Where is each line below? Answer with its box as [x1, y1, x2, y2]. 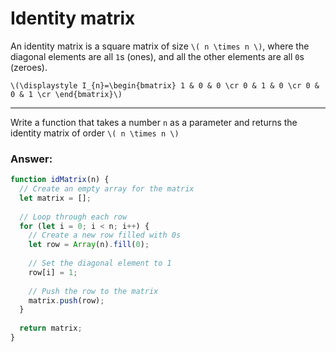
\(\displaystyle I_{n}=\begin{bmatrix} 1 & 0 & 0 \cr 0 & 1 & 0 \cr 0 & [10, 80, 320, 91]
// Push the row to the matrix [28, 286, 159, 296]
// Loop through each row [19, 212, 128, 222]
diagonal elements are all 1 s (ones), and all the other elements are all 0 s [10, 50, 305, 62]
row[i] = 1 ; [28, 267, 78, 277]
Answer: [10, 152, 53, 166]
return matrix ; [19, 323, 83, 334]
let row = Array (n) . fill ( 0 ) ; [28, 240, 150, 250]
